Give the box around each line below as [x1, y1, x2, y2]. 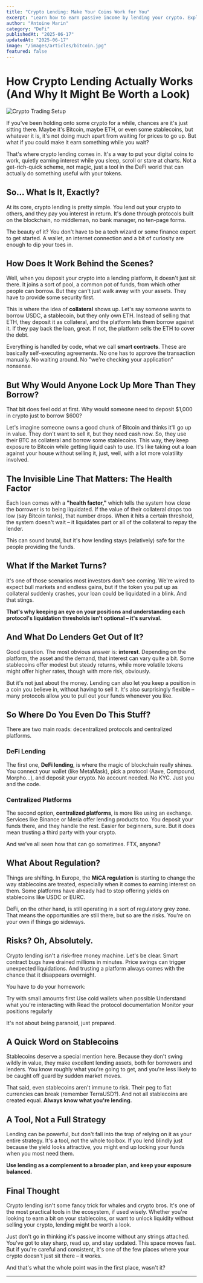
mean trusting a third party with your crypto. [6, 829, 117, 836]
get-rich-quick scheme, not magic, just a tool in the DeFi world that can [6, 163, 184, 170]
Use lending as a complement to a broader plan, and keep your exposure [6, 1162, 192, 1169]
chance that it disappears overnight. [6, 971, 97, 978]
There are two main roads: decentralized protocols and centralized [6, 726, 172, 733]
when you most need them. [6, 1150, 74, 1157]
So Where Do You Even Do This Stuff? [6, 709, 151, 719]
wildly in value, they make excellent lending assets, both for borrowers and [6, 1059, 192, 1066]
